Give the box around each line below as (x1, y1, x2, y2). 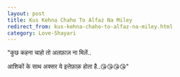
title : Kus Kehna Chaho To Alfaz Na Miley (7, 17, 133, 24)
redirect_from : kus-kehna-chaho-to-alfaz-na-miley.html (7, 23, 173, 30)
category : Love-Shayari (7, 29, 77, 37)
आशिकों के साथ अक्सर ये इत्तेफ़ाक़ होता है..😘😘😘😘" (7, 62, 129, 71)
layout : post (7, 10, 45, 17)
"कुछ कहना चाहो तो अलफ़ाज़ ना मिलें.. (7, 49, 92, 57)
